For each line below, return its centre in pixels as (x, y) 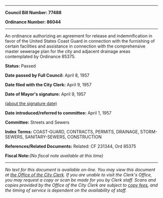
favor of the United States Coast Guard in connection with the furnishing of (80, 41)
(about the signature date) (31, 103)
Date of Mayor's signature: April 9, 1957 (46, 94)
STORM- (149, 132)
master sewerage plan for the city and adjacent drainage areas (68, 51)
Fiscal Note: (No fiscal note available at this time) (54, 156)
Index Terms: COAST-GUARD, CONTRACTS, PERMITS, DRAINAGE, (72, 132)
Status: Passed (21, 66)
